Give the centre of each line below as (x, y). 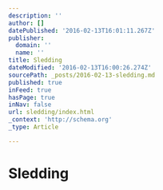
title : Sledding (35, 61)
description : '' (35, 16)
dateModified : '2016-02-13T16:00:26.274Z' (80, 68)
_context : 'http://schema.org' (60, 120)
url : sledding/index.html (51, 113)
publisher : (26, 38)
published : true (35, 82)
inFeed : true (30, 90)
